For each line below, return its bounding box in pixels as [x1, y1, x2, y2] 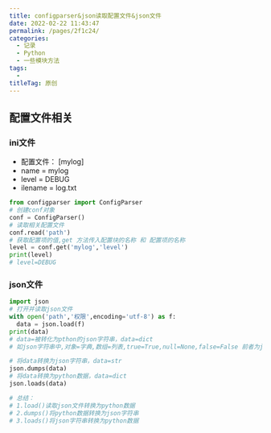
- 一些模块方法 [16, 57, 60, 65]
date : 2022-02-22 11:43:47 [9, 19, 100, 27]
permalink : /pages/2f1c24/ [9, 27, 100, 35]
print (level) [9, 251, 53, 259]
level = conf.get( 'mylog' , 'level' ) [9, 243, 129, 252]
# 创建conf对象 [9, 206, 55, 214]
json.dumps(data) [9, 365, 68, 373]
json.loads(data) [9, 380, 68, 388]
